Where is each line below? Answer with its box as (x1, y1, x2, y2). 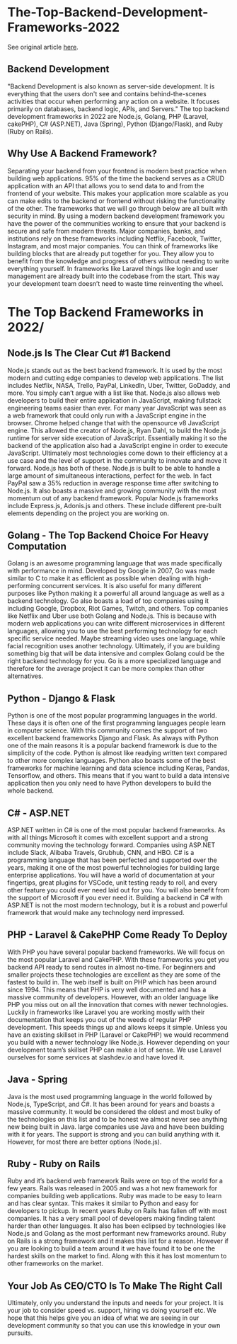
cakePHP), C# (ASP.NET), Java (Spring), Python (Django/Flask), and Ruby (7, 120, 223, 128)
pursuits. (7, 1328, 33, 1338)
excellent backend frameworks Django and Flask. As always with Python (7, 734, 219, 742)
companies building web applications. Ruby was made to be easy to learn (7, 1192, 222, 1200)
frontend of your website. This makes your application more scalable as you (7, 189, 229, 197)
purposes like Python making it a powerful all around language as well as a (7, 589, 225, 598)
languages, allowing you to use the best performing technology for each (7, 627, 218, 636)
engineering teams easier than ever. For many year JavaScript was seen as (7, 403, 226, 412)
